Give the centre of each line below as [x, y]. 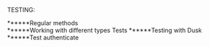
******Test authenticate [43, 37]
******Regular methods [43, 23]
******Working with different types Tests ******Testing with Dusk [104, 30]
